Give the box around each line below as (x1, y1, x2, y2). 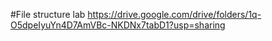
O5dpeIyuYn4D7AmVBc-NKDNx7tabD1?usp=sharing (10, 19, 226, 31)
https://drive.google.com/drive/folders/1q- (87, 9, 262, 20)
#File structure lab (10, 9, 86, 20)
